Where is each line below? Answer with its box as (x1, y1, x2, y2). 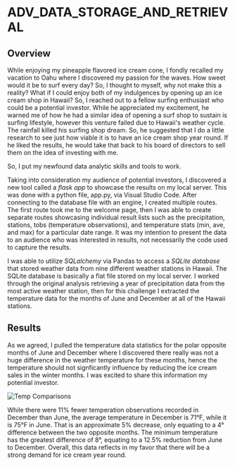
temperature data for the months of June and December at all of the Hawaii (7, 294, 226, 302)
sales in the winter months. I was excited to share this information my (7, 371, 208, 379)
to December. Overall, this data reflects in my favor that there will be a (7, 443, 210, 451)
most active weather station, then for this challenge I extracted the (7, 287, 200, 295)
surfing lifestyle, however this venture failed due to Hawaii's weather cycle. (7, 118, 225, 127)
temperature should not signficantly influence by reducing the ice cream (7, 363, 217, 372)
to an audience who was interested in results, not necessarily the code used (7, 235, 228, 244)
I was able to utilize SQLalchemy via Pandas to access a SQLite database (7, 257, 220, 265)
